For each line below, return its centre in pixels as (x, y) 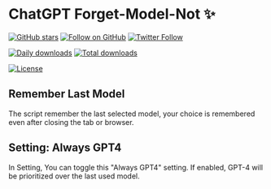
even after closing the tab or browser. (71, 122)
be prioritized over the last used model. (74, 176)
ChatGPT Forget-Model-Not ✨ (112, 14)
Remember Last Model (67, 94)
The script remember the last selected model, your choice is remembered (132, 114)
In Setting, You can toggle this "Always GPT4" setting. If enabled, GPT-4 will (135, 167)
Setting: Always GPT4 (65, 148)
